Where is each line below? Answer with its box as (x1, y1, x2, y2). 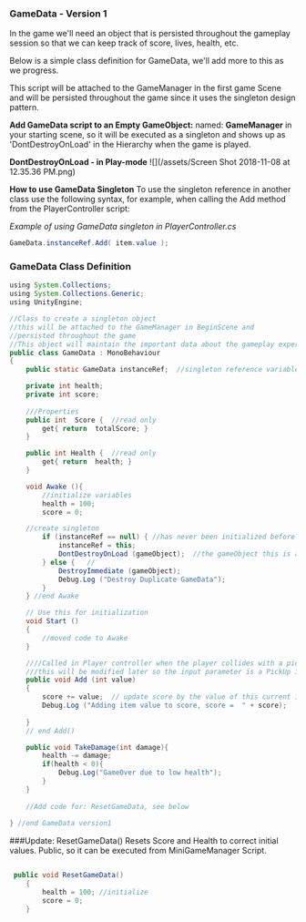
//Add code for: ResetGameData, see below (25, 802, 189, 811)
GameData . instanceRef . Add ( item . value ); (9, 239, 169, 248)
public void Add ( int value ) (25, 675, 137, 685)
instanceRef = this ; (57, 541, 137, 550)
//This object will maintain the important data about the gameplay (9, 340, 275, 349)
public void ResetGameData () (13, 871, 125, 880)
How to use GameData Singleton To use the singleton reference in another (9, 184, 291, 195)
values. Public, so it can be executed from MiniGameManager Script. (9, 845, 267, 856)
